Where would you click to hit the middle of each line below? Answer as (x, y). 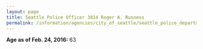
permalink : (20, 23)
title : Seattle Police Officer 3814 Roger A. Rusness (76, 17)
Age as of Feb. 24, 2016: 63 (41, 40)
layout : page (23, 12)
